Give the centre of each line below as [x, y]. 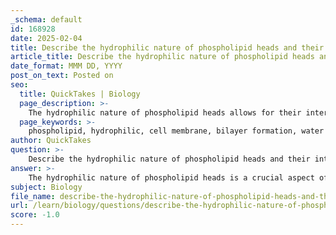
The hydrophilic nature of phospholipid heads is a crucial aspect [171, 177]
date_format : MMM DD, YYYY [66, 66]
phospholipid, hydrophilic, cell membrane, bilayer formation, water [176, 131]
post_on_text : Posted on [62, 76]
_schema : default [46, 19]
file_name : [33, 196]
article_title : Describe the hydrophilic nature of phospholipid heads [162, 57]
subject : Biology [46, 187]
